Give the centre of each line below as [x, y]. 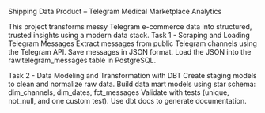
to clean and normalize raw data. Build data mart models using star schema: [132, 84]
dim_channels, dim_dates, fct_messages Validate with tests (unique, [119, 92]
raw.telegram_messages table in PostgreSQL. [82, 60]
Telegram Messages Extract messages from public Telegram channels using [132, 43]
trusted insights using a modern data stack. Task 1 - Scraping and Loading [129, 35]
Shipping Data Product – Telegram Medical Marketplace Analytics [115, 11]
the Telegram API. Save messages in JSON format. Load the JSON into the [130, 52]
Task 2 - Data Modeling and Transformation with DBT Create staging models [132, 75]
